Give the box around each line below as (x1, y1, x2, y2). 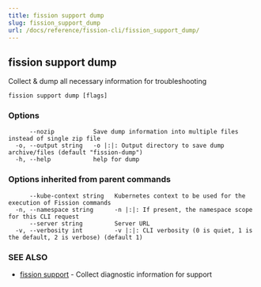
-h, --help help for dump (15, 156, 140, 164)
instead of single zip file (8, 135, 101, 143)
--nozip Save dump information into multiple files (28, 128, 239, 136)
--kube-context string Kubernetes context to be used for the (28, 191, 246, 200)
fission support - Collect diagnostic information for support (19, 270, 212, 279)
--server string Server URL (28, 219, 150, 228)
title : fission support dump (8, 11, 104, 20)
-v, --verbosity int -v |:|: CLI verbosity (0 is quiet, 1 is (15, 226, 253, 234)
